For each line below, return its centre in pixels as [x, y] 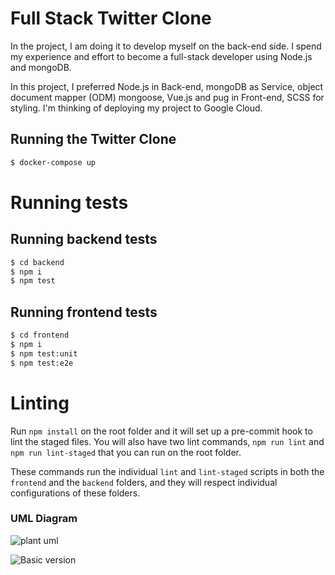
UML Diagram [44, 519]
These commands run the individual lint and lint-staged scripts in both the [167, 471]
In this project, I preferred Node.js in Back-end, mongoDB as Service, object [167, 86]
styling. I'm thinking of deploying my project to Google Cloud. [136, 108]
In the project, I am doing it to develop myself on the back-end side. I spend [166, 46]
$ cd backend [37, 262]
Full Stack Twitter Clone [111, 18]
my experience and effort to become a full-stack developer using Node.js [161, 56]
